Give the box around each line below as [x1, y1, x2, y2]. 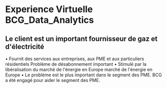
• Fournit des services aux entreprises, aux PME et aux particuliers [5, 56, 144, 62]
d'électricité [5, 42, 44, 51]
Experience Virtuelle [5, 4, 93, 15]
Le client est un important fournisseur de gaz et [5, 34, 158, 43]
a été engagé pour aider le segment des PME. [5, 77, 100, 83]
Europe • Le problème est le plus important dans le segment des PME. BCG [5, 72, 162, 78]
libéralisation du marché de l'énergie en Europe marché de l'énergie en [5, 67, 153, 72]
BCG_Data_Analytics [5, 14, 94, 26]
